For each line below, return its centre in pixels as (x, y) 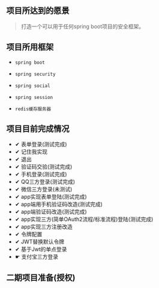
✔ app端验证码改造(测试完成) (51, 212)
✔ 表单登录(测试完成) (41, 144)
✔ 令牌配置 (28, 234)
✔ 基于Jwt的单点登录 (41, 249)
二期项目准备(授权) (41, 277)
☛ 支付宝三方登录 (37, 257)
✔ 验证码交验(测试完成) (43, 167)
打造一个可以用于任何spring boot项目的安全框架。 (82, 26)
